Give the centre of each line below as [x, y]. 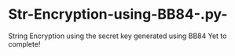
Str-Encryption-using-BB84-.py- [118, 14]
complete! [24, 44]
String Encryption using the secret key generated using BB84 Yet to [117, 36]
